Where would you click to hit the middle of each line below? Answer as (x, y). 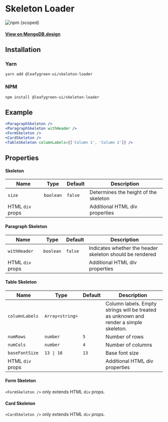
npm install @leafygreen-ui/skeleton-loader (52, 97)
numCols (17, 345)
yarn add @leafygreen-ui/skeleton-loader (49, 74)
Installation (23, 50)
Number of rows (125, 337)
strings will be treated (131, 310)
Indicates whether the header (123, 248)
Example (19, 112)
